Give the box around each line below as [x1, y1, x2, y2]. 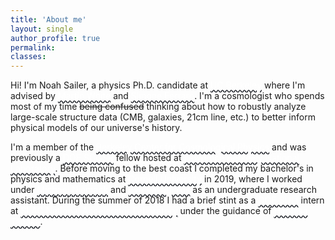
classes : [10, 52, 47, 62]
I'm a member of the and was [10, 141, 307, 153]
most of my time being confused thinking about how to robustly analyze [10, 101, 307, 113]
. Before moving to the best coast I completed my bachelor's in [54, 162, 314, 175]
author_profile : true [10, 33, 101, 43]
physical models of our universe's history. [10, 122, 183, 134]
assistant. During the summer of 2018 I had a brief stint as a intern [10, 194, 325, 206]
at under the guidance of [10, 205, 272, 217]
